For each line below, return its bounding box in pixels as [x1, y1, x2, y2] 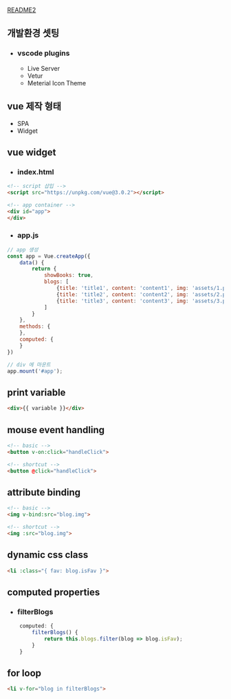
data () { [19, 259, 45, 266]
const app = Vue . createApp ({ [7, 253, 91, 260]
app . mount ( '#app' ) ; [7, 368, 63, 375]
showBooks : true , [43, 272, 94, 279]
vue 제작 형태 [7, 101, 62, 112]
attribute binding [7, 486, 81, 498]
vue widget [7, 146, 56, 158]
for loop [7, 667, 41, 679]
